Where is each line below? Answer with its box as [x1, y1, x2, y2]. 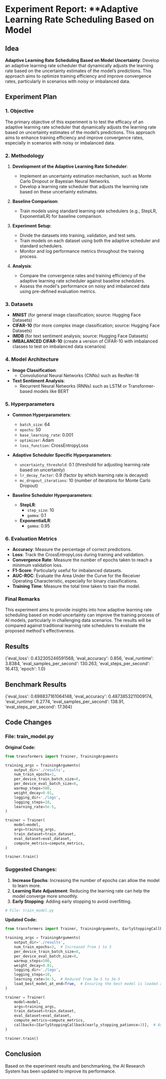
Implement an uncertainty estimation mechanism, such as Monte [19, 173, 152, 179]
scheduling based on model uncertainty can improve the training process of [5, 612, 160, 618]
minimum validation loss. [12, 562, 63, 568]
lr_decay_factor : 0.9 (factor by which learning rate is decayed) [19, 472, 149, 478]
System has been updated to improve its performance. [5, 1068, 116, 1074]
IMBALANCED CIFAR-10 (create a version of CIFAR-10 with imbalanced [12, 338, 158, 344]
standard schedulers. [19, 243, 63, 248]
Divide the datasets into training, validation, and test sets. [19, 232, 137, 238]
